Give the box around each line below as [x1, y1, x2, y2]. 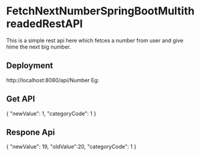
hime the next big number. [6, 43, 71, 50]
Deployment [6, 61, 53, 71]
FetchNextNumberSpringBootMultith [6, 4, 195, 18]
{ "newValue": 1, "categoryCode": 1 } [6, 110, 97, 117]
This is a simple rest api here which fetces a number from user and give [6, 37, 184, 44]
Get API [6, 94, 35, 104]
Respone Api [6, 127, 55, 137]
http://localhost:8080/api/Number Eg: [6, 76, 99, 83]
